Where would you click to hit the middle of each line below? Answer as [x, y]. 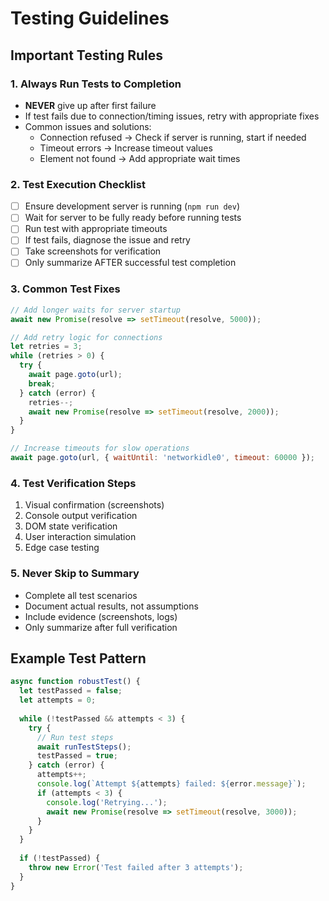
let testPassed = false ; [71, 691]
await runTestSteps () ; [84, 747]
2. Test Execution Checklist [78, 184]
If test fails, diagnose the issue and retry [107, 240]
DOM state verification [71, 526]
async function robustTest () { [75, 682]
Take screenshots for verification [93, 251]
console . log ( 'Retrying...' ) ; [107, 802]
